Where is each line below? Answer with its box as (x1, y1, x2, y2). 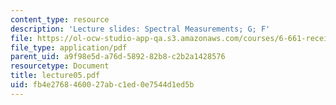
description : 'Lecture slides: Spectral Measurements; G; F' (10, 24, 271, 34)
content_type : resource (10, 14, 110, 25)
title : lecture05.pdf (10, 71, 101, 81)
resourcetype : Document (10, 61, 110, 71)
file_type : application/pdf (10, 42, 128, 53)
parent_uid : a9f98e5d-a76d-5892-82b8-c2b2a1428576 (10, 52, 226, 62)
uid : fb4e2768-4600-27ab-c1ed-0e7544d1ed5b (10, 80, 195, 90)
